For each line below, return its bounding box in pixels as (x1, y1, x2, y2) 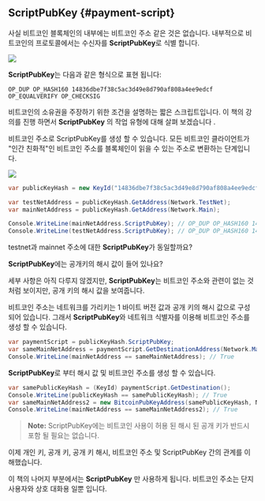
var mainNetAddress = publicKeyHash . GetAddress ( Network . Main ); (8, 205, 221, 214)
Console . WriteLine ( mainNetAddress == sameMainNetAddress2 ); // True (8, 406, 238, 413)
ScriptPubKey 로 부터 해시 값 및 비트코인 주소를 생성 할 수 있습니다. (8, 368, 216, 377)
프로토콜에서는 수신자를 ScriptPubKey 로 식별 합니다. (35, 38, 200, 47)
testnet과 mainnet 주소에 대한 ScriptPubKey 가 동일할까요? (8, 242, 193, 252)
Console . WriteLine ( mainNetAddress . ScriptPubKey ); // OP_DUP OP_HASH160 (8, 220, 248, 228)
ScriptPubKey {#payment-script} (8, 6, 175, 20)
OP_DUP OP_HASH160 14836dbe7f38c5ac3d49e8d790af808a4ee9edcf (8, 85, 214, 93)
